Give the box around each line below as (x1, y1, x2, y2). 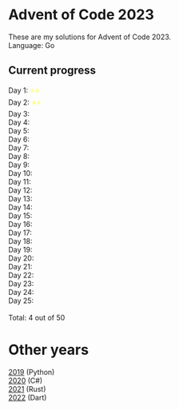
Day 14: (8, 202, 34, 212)
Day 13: (8, 193, 33, 203)
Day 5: (8, 125, 30, 135)
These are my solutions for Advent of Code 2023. (8, 32, 172, 42)
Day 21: (8, 261, 33, 271)
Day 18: (8, 236, 33, 245)
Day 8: (8, 151, 30, 161)
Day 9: (8, 160, 30, 169)
